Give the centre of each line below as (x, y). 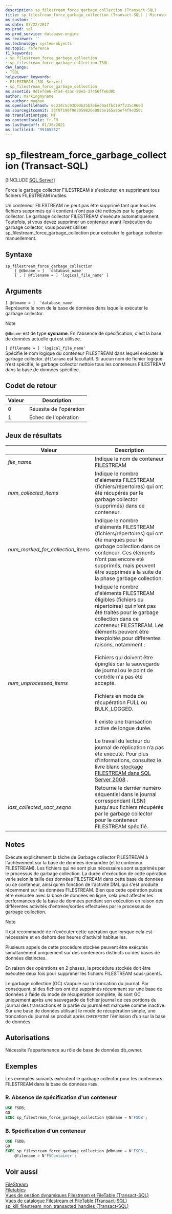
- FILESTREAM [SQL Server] (34, 82)
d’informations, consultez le (128, 760)
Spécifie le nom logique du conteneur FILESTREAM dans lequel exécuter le (84, 353)
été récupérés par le (119, 493)
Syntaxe (19, 254)
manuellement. (21, 238)
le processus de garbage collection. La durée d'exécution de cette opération (86, 873)
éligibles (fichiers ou (119, 600)
